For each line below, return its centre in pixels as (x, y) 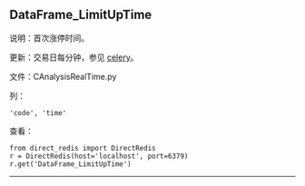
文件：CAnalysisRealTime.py (63, 76)
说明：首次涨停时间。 (49, 38)
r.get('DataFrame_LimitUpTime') (70, 164)
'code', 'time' (38, 113)
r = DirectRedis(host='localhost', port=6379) (99, 156)
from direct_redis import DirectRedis (83, 148)
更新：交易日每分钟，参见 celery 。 (74, 57)
